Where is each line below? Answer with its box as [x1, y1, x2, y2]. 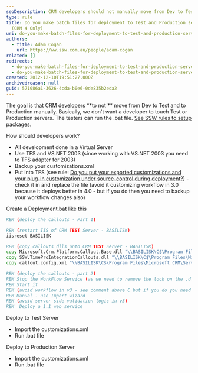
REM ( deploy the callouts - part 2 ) [6, 271, 96, 277]
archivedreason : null [6, 80, 60, 86]
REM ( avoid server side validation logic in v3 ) [6, 298, 128, 304]
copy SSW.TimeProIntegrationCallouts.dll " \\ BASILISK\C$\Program [6, 255, 170, 261]
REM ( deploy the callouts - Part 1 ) [6, 216, 96, 222]
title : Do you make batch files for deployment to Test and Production [6, 20, 186, 25]
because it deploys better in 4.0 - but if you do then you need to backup [14, 187, 190, 194]
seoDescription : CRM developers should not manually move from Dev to [6, 8, 183, 15]
